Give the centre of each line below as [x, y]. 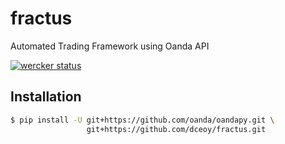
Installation [46, 97]
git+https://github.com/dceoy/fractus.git [176, 129]
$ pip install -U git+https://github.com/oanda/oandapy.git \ [142, 120]
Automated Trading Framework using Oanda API [110, 46]
